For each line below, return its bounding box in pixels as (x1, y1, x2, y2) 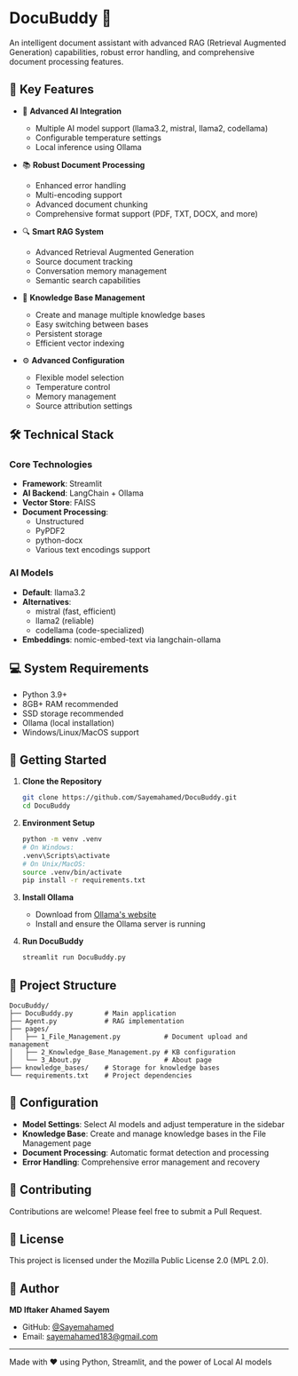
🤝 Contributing (9, 1182, 92, 1197)
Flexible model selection (35, 372, 124, 383)
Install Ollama (21, 892, 74, 903)
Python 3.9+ (21, 688, 68, 700)
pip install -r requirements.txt (21, 876, 146, 885)
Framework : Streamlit (21, 479, 102, 489)
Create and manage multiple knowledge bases (35, 309, 206, 320)
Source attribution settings (35, 400, 133, 411)
